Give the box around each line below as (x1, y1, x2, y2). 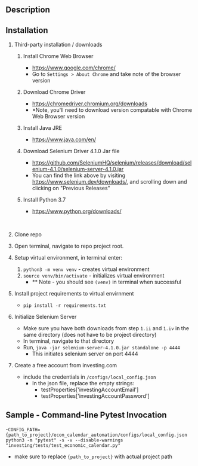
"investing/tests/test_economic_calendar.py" (5, 443, 120, 449)
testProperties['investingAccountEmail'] (41, 386, 139, 394)
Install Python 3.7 (23, 196, 66, 203)
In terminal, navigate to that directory (23, 337, 115, 345)
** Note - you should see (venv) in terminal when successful (32, 278, 181, 286)
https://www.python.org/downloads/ (32, 208, 122, 215)
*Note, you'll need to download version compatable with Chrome (32, 106, 192, 114)
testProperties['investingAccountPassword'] (41, 392, 150, 400)
